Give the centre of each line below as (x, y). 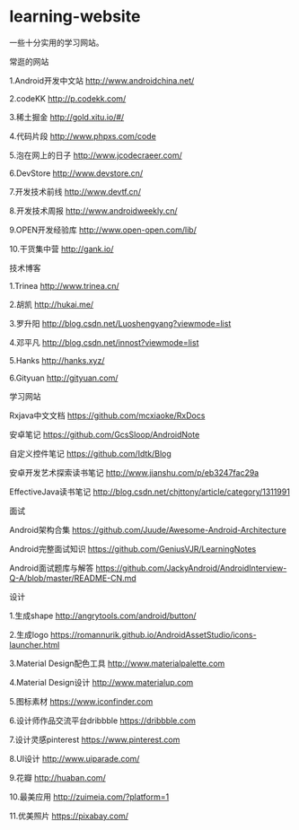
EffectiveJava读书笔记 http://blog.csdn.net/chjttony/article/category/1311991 (149, 492)
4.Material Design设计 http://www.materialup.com (101, 682)
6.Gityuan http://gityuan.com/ (64, 378)
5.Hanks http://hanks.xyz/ (57, 360)
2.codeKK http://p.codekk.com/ (68, 98)
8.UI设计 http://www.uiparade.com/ (75, 758)
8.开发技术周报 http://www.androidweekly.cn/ (93, 210)
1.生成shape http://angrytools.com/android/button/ (103, 616)
